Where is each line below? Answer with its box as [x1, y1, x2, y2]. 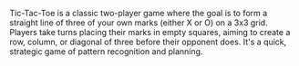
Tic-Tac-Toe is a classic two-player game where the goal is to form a [9, 8, 268, 18]
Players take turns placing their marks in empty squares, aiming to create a [9, 27, 291, 37]
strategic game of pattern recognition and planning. [9, 46, 203, 57]
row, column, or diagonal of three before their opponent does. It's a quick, [9, 36, 287, 47]
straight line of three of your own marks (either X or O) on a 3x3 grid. [9, 17, 268, 28]
